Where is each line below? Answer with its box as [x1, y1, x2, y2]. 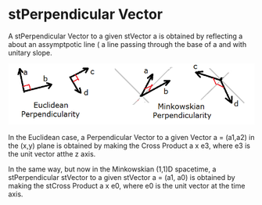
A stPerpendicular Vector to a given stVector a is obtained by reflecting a [8, 31, 243, 41]
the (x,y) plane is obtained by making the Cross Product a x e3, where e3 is [8, 141, 250, 150]
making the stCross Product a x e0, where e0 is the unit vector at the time [8, 181, 246, 190]
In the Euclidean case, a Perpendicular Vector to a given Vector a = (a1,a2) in [8, 132, 255, 142]
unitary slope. [8, 48, 52, 57]
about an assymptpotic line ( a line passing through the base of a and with [8, 39, 247, 49]
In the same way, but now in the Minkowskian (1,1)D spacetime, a [8, 164, 217, 174]
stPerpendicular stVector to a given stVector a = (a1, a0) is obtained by [8, 172, 236, 182]
